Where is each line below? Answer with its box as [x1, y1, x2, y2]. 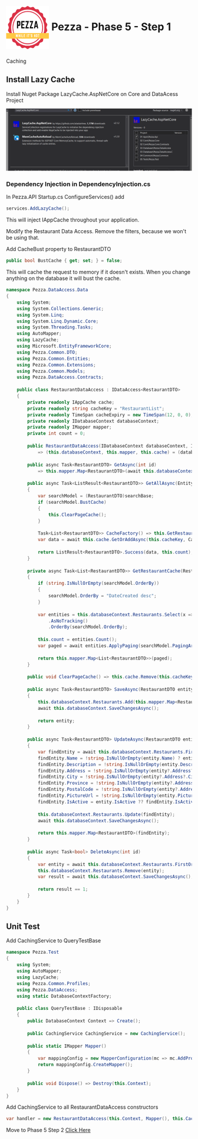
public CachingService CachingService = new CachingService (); [27, 1030, 186, 1037]
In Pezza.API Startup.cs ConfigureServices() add [6, 194, 125, 201]
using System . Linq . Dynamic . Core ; [16, 318, 99, 324]
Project [6, 96, 24, 104]
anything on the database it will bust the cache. [6, 275, 121, 282]
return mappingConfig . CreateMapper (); [37, 1062, 133, 1068]
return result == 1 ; [37, 886, 88, 893]
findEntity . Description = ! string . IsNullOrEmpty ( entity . [37, 761, 181, 767]
